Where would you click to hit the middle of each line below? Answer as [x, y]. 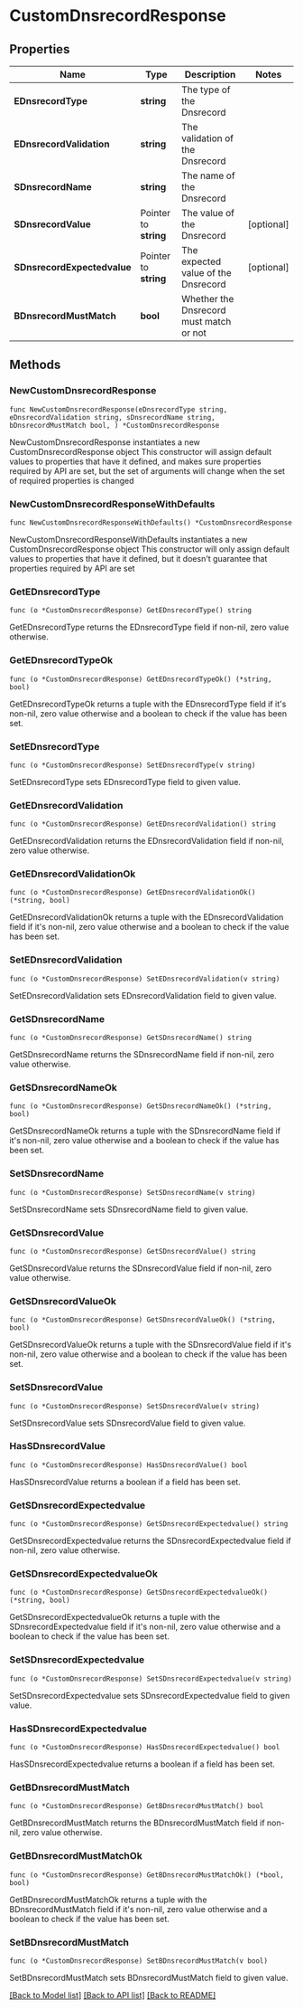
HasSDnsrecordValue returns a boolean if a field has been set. [125, 1482]
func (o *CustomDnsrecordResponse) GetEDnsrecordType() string [131, 611]
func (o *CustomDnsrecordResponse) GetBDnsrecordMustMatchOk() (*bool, [147, 1875]
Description [210, 75]
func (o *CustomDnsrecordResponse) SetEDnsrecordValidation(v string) [145, 979]
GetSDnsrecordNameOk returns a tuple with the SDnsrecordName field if [145, 1131]
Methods [35, 365]
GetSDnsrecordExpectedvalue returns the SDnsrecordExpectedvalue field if [150, 1541]
